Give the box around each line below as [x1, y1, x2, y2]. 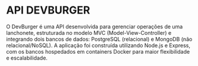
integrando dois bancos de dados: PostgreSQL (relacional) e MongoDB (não [6, 35, 193, 42]
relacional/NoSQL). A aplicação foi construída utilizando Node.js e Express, [6, 42, 190, 49]
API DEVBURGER [6, 4, 90, 17]
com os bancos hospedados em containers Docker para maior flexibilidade [6, 48, 190, 55]
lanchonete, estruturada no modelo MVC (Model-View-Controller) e [6, 29, 172, 36]
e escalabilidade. [6, 54, 48, 61]
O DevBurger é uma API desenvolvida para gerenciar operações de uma [6, 23, 183, 30]
